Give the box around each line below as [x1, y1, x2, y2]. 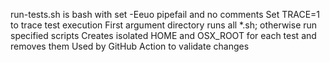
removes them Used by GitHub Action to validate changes [10, 40, 250, 52]
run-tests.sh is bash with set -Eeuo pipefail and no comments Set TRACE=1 [10, 9, 321, 20]
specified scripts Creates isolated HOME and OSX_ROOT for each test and [10, 30, 317, 41]
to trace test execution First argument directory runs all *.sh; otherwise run [10, 19, 318, 31]
